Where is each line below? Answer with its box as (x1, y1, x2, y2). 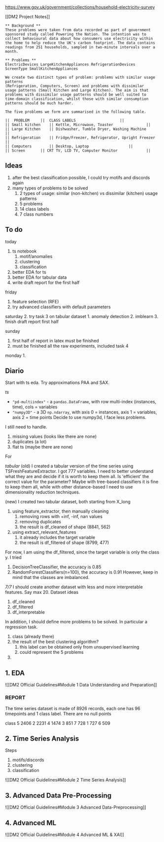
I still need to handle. (5, 424, 48, 430)
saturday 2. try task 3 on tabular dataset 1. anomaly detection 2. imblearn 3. (5, 313, 159, 319)
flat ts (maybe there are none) (12, 444, 73, 450)
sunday (5, 328, 21, 334)
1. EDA (5, 669, 25, 677)
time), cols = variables (12, 404, 58, 410)
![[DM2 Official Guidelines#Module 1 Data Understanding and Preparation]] (5, 682, 157, 688)
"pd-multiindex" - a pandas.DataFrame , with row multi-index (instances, (12, 399, 157, 405)
